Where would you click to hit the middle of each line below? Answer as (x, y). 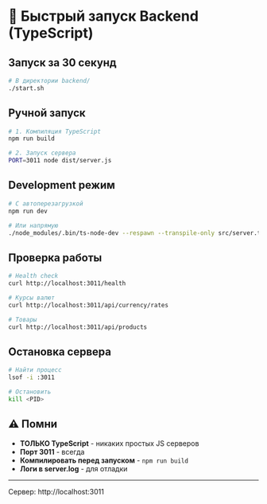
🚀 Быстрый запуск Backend (103, 16)
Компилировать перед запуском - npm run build (104, 460)
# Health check (33, 276)
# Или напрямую (33, 225)
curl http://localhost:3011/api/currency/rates (89, 305)
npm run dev (28, 211)
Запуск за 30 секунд (62, 63)
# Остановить (30, 392)
